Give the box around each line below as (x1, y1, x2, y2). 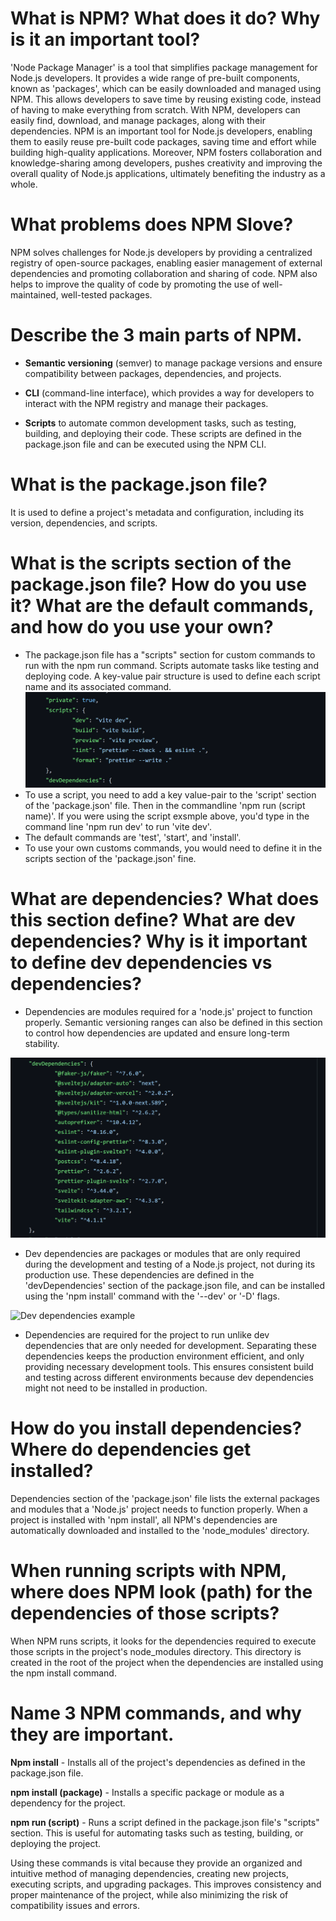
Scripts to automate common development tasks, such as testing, (24, 417, 297, 429)
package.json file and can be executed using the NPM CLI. (24, 438, 267, 450)
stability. (24, 1037, 60, 1049)
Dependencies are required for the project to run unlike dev (24, 1328, 270, 1341)
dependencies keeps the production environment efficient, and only (24, 1350, 305, 1362)
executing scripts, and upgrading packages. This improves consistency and (10, 1878, 322, 1890)
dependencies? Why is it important (10, 930, 308, 953)
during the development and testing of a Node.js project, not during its (24, 1258, 316, 1270)
